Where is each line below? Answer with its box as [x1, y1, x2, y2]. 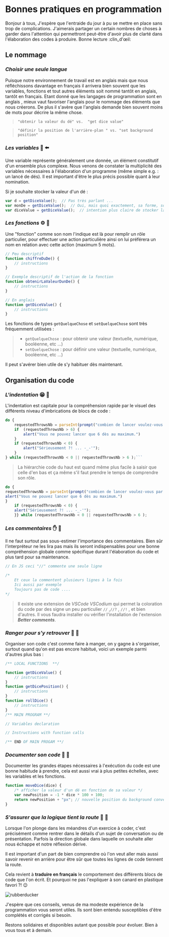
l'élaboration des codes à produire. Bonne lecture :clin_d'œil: [5, 36, 131, 42]
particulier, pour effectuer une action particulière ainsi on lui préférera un [5, 236, 156, 242]
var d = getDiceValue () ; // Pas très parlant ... [5, 198, 114, 203]
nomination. [5, 178, 30, 184]
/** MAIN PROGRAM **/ [5, 712, 51, 717]
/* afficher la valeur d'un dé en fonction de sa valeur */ [14, 788, 143, 793]
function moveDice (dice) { [5, 783, 62, 788]
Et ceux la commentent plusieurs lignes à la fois [14, 578, 123, 583]
